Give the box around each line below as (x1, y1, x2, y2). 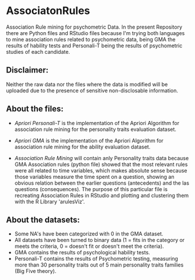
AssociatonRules (6, 4, 90, 18)
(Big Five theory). (14, 268, 57, 275)
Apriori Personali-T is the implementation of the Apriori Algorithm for (14, 119, 180, 126)
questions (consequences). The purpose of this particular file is (14, 185, 168, 192)
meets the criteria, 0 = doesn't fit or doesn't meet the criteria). (14, 243, 165, 250)
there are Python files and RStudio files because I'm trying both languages (6, 29, 185, 36)
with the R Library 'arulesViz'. (14, 198, 85, 205)
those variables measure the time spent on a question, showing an (14, 173, 175, 180)
